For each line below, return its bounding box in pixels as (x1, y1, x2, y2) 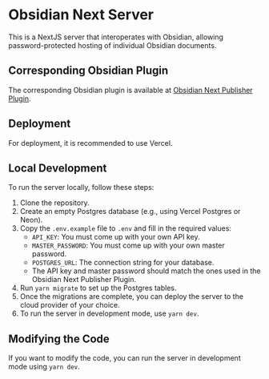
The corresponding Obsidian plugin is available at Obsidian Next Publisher (8, 85, 254, 95)
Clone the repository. (19, 198, 90, 208)
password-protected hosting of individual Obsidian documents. (8, 40, 217, 50)
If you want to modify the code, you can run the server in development (8, 353, 242, 363)
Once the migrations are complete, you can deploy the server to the (19, 292, 244, 301)
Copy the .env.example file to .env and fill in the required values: (19, 224, 232, 233)
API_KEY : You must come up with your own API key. (31, 232, 200, 242)
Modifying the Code (8, 332, 110, 345)
